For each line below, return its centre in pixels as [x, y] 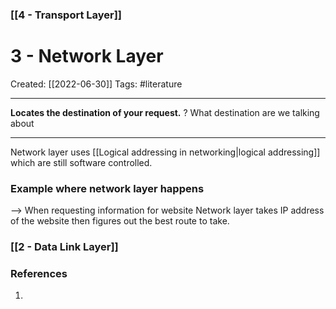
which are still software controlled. [81, 162]
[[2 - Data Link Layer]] [64, 247]
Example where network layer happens [107, 188]
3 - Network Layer [87, 56]
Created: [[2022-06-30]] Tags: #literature [96, 84]
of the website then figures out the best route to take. [120, 221]
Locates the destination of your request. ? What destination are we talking [165, 112]
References [39, 273]
